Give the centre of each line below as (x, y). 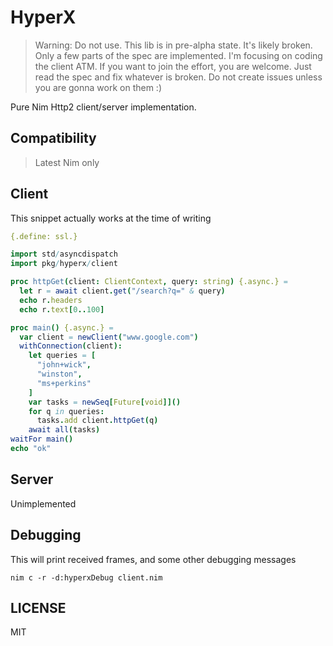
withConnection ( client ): (71, 346)
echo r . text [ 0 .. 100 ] (62, 309)
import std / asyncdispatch (64, 254)
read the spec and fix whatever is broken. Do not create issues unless (178, 77)
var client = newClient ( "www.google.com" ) (109, 337)
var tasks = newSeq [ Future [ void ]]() (105, 402)
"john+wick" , (64, 365)
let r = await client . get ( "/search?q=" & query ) (122, 291)
